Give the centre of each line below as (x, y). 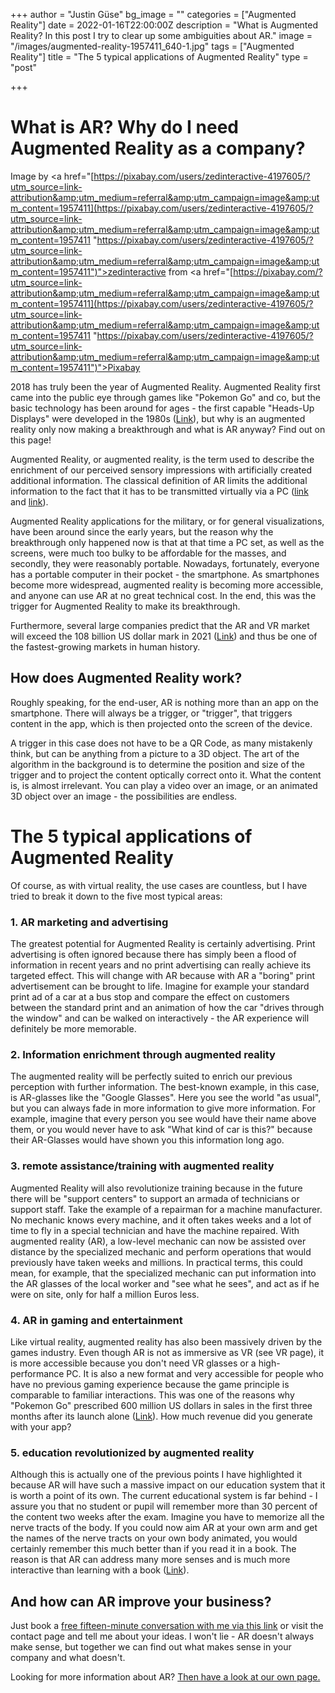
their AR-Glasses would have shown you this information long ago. (147, 1140)
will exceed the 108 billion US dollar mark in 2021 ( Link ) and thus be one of (164, 636)
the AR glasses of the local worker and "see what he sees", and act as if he (165, 1283)
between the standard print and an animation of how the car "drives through (167, 1007)
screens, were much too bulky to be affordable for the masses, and (148, 553)
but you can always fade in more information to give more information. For (163, 1108)
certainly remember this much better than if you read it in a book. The (153, 1549)
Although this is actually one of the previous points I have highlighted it (156, 1475)
